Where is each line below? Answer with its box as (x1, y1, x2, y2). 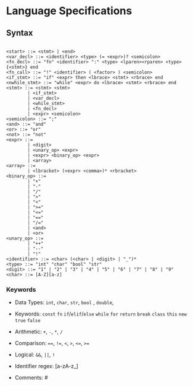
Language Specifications (6, 4, 132, 18)
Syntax (6, 28, 33, 38)
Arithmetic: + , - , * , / (14, 328, 64, 336)
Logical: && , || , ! (14, 351, 55, 358)
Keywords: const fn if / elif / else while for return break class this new (14, 310, 187, 318)
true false (14, 318, 41, 324)
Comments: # (14, 374, 49, 381)
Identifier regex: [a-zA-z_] (14, 363, 78, 370)
